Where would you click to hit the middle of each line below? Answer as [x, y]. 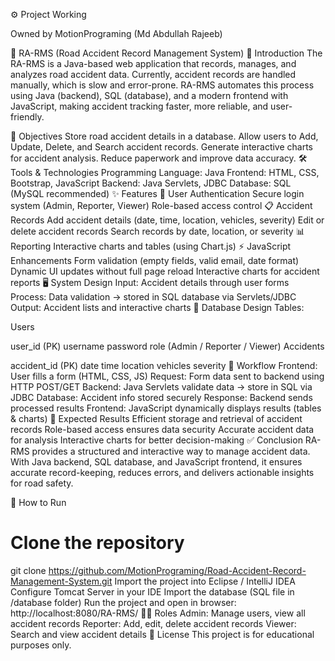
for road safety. [42, 483]
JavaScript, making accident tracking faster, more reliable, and [139, 106]
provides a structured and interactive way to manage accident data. [171, 451]
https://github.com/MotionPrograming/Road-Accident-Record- [177, 570]
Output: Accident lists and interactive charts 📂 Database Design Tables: [157, 307]
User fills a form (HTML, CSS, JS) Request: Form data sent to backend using [167, 376]
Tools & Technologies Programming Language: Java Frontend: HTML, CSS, [165, 172]
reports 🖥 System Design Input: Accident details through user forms [150, 282]
